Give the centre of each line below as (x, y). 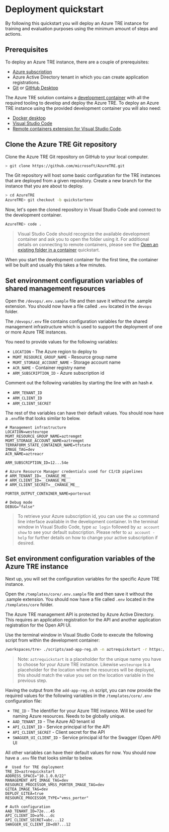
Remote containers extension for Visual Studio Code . (67, 128)
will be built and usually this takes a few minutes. (56, 265)
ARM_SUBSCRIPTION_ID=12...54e (37, 463)
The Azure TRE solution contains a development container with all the (77, 97)
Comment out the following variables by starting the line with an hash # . (79, 383)
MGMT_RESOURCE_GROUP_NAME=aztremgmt (44, 436)
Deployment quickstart (55, 9)
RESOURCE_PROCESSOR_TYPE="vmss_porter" (47, 798)
